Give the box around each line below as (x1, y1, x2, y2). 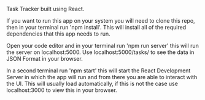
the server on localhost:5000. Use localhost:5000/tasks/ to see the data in (6, 48, 195, 56)
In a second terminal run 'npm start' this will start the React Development (6, 67, 191, 74)
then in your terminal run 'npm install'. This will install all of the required (6, 24, 187, 31)
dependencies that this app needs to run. (6, 30, 110, 37)
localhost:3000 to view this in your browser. (6, 87, 118, 94)
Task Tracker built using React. (6, 6, 85, 12)
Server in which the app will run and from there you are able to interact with (6, 74, 198, 80)
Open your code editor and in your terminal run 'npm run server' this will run (6, 42, 199, 49)
